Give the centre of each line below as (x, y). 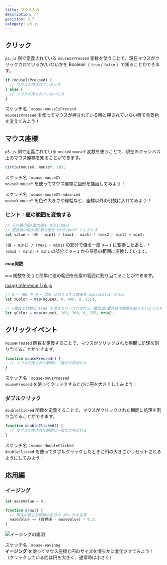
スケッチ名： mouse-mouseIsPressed (41, 109)
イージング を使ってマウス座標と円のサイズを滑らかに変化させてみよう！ (80, 551)
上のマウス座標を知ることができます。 (44, 158)
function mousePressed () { (33, 358)
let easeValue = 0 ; (25, 501)
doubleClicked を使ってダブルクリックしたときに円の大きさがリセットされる (83, 452)
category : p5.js (22, 24)
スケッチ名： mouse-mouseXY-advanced (43, 194)
